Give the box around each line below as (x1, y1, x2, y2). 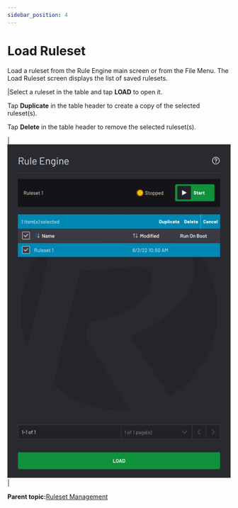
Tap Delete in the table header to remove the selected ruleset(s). (7, 123, 196, 131)
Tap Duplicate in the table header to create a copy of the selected (7, 101, 200, 110)
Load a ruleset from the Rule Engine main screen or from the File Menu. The (7, 66, 229, 74)
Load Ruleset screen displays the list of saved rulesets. (7, 74, 168, 82)
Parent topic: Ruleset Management (7, 492, 108, 501)
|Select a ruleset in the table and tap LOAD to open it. (7, 87, 163, 96)
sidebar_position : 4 (7, 11, 69, 18)
